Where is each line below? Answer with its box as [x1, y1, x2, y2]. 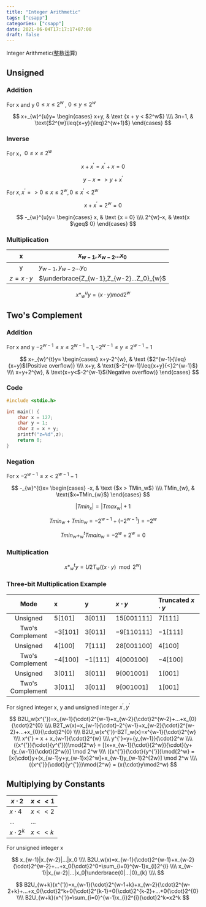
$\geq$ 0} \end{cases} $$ [69, 220, 137, 228]
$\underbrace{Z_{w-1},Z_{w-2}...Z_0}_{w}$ [39, 274, 167, 282]
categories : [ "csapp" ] [6, 20, 64, 26]
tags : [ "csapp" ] [6, 15, 48, 21]
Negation [6, 457, 35, 466]
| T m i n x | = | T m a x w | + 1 [75, 503, 131, 511]
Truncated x [158, 596, 195, 604]
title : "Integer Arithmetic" [6, 9, 81, 15]
